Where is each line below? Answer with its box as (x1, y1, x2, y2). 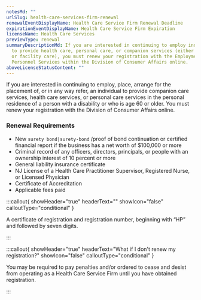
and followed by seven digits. (6, 222, 78, 229)
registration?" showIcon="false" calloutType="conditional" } (6, 251, 154, 259)
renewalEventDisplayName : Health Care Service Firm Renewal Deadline (6, 20, 184, 26)
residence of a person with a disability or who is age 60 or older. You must (6, 100, 190, 107)
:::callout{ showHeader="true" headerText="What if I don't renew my (6, 245, 176, 253)
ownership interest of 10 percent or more (14, 154, 116, 161)
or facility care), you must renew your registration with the (11, 53, 172, 59)
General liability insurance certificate (14, 160, 106, 168)
